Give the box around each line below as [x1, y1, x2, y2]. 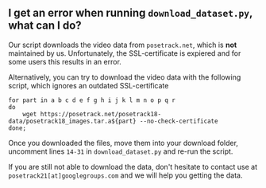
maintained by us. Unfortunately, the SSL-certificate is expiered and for [8, 48, 241, 58]
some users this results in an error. [8, 57, 121, 66]
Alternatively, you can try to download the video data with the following [8, 72, 241, 82]
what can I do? [8, 19, 82, 33]
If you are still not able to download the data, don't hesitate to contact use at [8, 162, 258, 171]
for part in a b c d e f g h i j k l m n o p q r [8, 96, 176, 104]
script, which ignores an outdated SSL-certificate [8, 80, 169, 90]
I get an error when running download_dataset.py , [8, 6, 253, 20]
